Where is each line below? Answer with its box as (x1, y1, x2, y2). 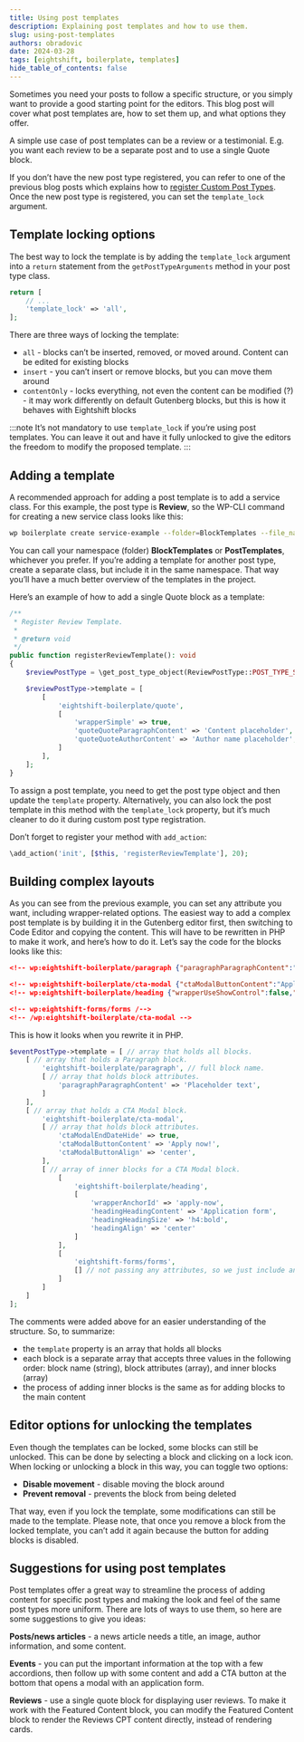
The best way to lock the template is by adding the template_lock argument (9, 251, 291, 262)
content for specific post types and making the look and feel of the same (9, 1594, 280, 1605)
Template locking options (9, 227, 156, 243)
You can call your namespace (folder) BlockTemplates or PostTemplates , (9, 544, 285, 555)
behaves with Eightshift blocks (22, 405, 138, 416)
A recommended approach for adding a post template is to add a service (9, 492, 280, 503)
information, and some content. (9, 1641, 127, 1651)
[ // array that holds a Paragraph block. (25, 1055, 188, 1064)
